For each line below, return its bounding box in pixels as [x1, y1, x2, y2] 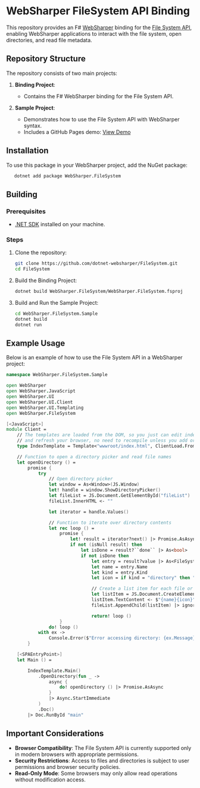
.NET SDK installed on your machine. [14, 221, 105, 228]
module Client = [6, 427, 46, 433]
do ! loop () [48, 624, 79, 630]
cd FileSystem [14, 266, 50, 272]
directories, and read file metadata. [6, 36, 92, 43]
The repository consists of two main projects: [6, 70, 118, 77]
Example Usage [6, 338, 65, 349]
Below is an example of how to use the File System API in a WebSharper [6, 354, 183, 361]
